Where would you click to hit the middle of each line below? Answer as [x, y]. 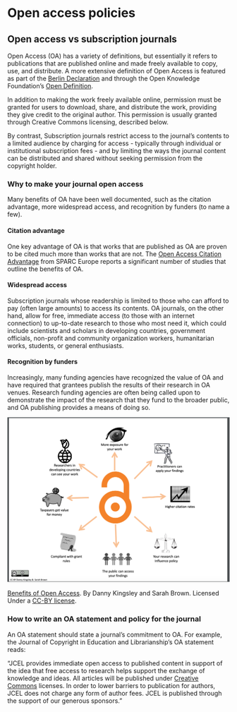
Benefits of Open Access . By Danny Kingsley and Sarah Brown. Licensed [113, 593]
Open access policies [72, 13]
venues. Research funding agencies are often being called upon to [104, 392]
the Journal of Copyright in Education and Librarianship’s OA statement [110, 642]
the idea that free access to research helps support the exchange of [106, 670]
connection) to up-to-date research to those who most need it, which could [117, 323]
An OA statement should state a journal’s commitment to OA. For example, [115, 634]
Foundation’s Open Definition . [50, 86]
